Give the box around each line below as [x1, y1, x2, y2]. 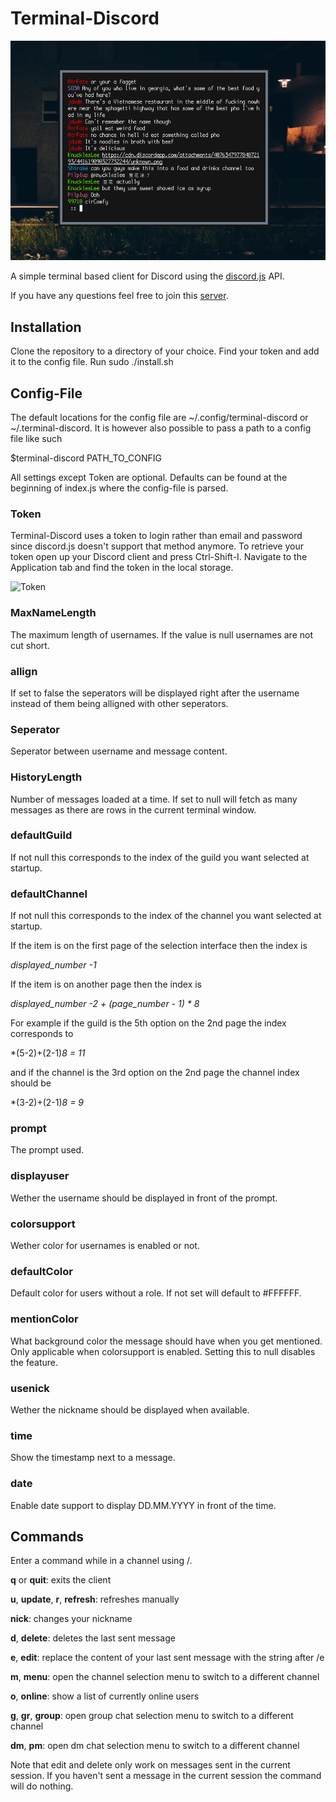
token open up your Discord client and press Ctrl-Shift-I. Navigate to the [10, 551, 308, 563]
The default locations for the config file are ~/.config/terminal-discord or [10, 412, 309, 424]
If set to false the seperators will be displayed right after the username [10, 687, 300, 699]
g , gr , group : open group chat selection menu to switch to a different [10, 1710, 294, 1722]
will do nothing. [10, 1780, 74, 1792]
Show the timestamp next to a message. [10, 1452, 176, 1464]
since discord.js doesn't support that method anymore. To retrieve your [10, 540, 304, 552]
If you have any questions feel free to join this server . [10, 290, 229, 302]
